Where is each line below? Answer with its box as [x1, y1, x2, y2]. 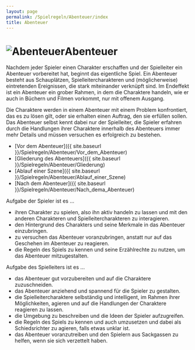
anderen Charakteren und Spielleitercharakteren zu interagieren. [14, 215, 170, 222]
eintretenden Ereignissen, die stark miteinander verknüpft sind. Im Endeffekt [6, 83, 190, 90]
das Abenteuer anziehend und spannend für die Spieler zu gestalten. [14, 287, 181, 294]
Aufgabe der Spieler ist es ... [6, 197, 75, 205]
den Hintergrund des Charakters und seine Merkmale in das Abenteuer [14, 221, 186, 228]
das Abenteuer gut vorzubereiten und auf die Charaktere [14, 275, 151, 282]
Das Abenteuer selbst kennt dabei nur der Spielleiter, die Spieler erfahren [6, 119, 182, 126]
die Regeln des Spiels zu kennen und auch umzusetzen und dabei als [14, 318, 182, 325]
